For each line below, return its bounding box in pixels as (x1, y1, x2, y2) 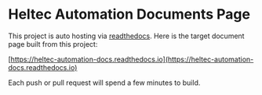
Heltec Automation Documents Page (8, 5, 251, 23)
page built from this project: (8, 39, 98, 48)
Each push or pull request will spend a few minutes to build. (8, 78, 201, 87)
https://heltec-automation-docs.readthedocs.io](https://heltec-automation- (10, 55, 254, 64)
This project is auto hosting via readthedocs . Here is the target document (8, 31, 245, 40)
